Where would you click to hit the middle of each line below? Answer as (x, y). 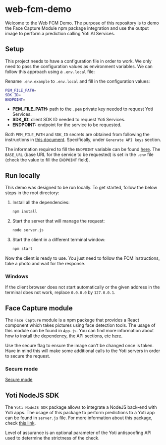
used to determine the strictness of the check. (53, 438)
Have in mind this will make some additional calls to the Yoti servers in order (83, 351)
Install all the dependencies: (41, 203)
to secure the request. (28, 356)
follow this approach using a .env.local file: (50, 72)
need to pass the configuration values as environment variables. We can (79, 66)
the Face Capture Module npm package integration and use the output (77, 28)
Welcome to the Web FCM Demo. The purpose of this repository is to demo (82, 23)
